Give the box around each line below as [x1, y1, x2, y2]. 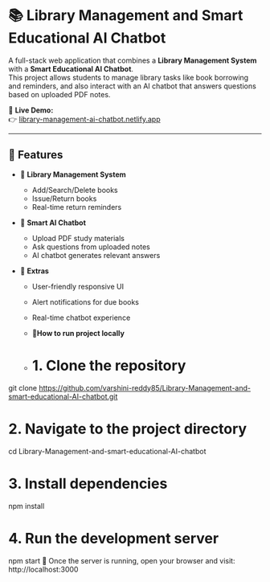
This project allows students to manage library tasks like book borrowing [8, 72, 249, 82]
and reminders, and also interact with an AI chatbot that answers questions [8, 81, 257, 91]
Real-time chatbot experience [31, 313, 131, 322]
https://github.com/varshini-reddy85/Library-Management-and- [39, 383, 252, 392]
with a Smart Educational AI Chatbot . [8, 64, 134, 73]
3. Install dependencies [8, 474, 168, 493]
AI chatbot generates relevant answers [31, 250, 161, 260]
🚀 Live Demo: [8, 105, 54, 115]
